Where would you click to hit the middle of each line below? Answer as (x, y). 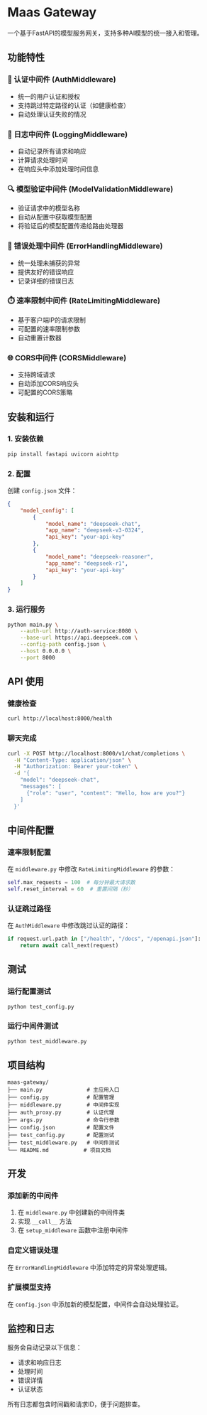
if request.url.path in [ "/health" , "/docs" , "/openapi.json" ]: (104, 939)
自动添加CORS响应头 (48, 384)
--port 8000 (38, 657)
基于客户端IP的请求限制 (52, 320)
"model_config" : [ (47, 510)
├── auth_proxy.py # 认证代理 (61, 1112)
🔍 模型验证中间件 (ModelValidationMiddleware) (90, 189)
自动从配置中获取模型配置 (55, 217)
